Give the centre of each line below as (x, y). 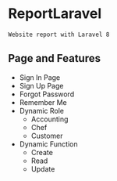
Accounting (50, 119)
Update (43, 168)
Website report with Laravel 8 (59, 34)
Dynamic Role (42, 110)
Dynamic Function (48, 144)
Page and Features (55, 58)
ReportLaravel (55, 14)
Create (42, 152)
